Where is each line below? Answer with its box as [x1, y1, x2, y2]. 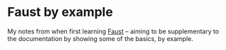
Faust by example [7, 4, 113, 20]
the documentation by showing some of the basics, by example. [7, 34, 194, 42]
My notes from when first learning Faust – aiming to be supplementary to [7, 27, 220, 35]
